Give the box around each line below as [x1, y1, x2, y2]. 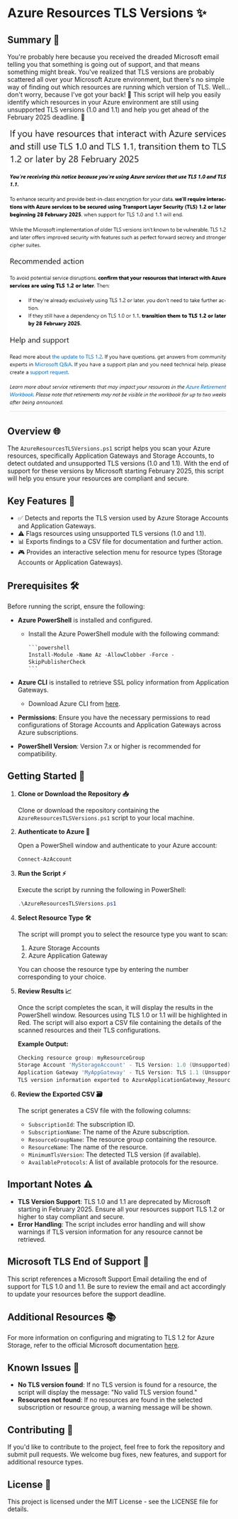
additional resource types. [7, 1458, 84, 1466]
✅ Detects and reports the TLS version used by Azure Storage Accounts [17, 514, 229, 522]
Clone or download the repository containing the [17, 805, 159, 815]
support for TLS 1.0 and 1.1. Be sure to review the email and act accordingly [7, 1282, 227, 1291]
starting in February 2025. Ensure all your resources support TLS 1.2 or [17, 1205, 225, 1213]
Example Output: [17, 1039, 69, 1048]
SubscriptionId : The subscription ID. [28, 1120, 136, 1129]
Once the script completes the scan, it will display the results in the [17, 1003, 214, 1011]
